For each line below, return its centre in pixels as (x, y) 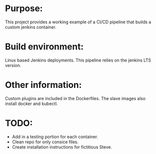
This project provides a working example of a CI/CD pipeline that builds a (78, 22)
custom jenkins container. (31, 27)
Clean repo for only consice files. (45, 142)
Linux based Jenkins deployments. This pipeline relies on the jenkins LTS (78, 60)
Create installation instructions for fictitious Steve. (62, 147)
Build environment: (44, 47)
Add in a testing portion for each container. (55, 137)
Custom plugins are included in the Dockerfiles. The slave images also (75, 98)
